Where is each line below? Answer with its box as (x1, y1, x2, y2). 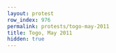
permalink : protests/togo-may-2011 (7, 23, 110, 30)
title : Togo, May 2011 (7, 29, 72, 36)
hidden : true (7, 36, 45, 43)
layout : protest (7, 10, 54, 17)
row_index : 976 (7, 17, 51, 23)
